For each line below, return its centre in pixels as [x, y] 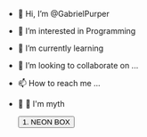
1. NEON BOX [46, 122]
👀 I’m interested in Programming [77, 31]
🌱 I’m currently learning [61, 48]
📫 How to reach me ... [59, 83]
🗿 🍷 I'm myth [41, 104]
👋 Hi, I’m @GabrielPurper [63, 14]
